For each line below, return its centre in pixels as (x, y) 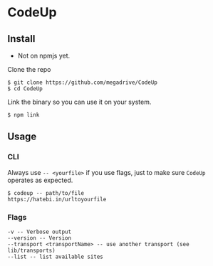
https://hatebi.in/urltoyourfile (57, 199)
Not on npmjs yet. (44, 55)
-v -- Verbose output (40, 232)
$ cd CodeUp (25, 89)
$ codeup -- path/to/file (46, 193)
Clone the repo (29, 69)
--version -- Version (40, 238)
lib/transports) (31, 250)
